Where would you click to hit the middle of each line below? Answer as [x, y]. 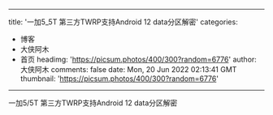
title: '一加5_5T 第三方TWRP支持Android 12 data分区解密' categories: [123, 22]
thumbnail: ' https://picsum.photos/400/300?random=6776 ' [119, 79]
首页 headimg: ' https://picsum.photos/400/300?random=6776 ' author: [139, 59]
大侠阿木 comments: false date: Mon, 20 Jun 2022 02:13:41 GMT [128, 69]
